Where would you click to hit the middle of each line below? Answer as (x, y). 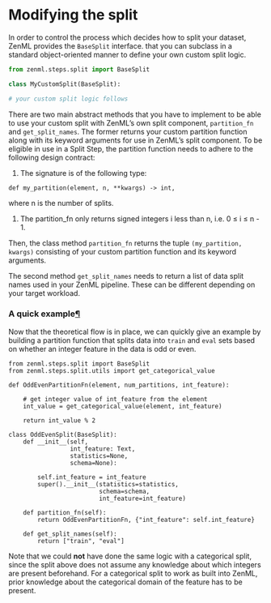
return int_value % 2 (59, 420)
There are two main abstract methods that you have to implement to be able (135, 114)
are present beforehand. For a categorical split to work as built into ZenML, (133, 573)
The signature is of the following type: (83, 173)
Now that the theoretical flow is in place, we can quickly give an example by (135, 331)
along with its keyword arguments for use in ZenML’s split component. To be (135, 140)
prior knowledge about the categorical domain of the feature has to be (125, 582)
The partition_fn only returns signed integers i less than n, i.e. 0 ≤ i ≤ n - (140, 218)
